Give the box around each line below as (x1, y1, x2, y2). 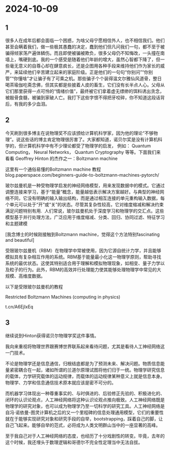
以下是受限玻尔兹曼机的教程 (5, 283, 63, 290)
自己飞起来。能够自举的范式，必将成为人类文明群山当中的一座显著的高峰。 (5, 422, 160, 428)
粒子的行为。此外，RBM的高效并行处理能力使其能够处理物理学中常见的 (9, 266, 157, 272)
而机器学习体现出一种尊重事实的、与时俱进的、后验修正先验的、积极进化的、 (5, 390, 165, 396)
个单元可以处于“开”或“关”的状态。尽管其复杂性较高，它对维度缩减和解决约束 (5, 201, 164, 207)
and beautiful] (5, 237, 34, 243)
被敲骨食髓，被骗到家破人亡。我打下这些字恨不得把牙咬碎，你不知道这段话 (5, 94, 160, 101)
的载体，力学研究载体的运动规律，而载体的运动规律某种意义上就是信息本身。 (5, 373, 165, 379)
